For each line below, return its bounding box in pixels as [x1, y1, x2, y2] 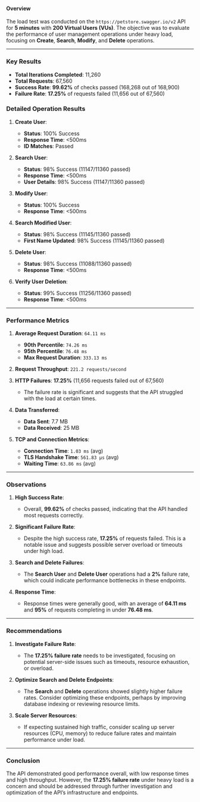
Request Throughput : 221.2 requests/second [14, 366, 127, 373]
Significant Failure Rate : [14, 523, 76, 530]
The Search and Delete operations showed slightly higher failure [23, 688, 183, 695]
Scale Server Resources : [14, 711, 77, 719]
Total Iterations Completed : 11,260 [14, 71, 101, 78]
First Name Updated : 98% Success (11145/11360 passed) [23, 237, 165, 244]
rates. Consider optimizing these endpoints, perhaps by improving [23, 694, 186, 701]
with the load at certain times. [23, 395, 97, 402]
